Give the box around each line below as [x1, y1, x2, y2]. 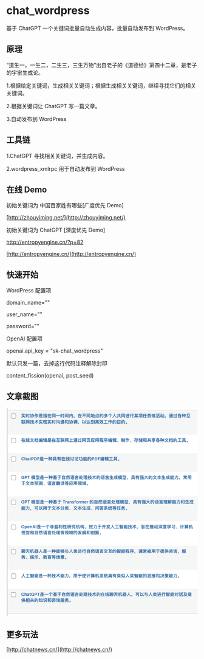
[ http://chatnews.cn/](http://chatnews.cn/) [6, 646, 112, 654]
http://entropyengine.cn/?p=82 [6, 238, 84, 246]
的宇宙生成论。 [6, 69, 44, 76]
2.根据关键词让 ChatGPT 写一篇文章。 [6, 102, 101, 109]
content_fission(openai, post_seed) [6, 372, 94, 379]
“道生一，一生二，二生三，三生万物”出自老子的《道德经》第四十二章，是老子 [6, 61, 197, 69]
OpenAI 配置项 [6, 335, 43, 342]
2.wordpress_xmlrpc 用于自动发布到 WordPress [6, 165, 125, 172]
